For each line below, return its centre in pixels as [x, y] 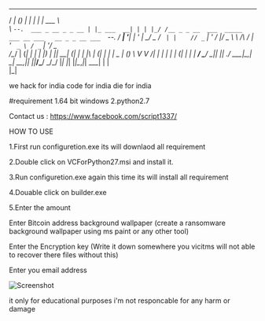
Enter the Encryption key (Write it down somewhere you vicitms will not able [132, 246]
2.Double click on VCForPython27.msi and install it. [91, 162]
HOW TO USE [31, 131]
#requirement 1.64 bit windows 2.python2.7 [79, 101]
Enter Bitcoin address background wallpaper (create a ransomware [118, 223]
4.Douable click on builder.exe [58, 192]
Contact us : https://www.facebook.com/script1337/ [93, 116]
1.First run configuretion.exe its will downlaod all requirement [107, 147]
